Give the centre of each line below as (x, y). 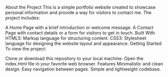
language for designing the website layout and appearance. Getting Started (83, 43)
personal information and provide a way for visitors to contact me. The (78, 12)
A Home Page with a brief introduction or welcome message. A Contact (79, 27)
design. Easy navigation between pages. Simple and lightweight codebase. (83, 69)
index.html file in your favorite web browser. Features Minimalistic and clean (84, 64)
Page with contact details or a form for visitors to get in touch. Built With (80, 33)
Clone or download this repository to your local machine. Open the (74, 58)
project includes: (23, 18)
